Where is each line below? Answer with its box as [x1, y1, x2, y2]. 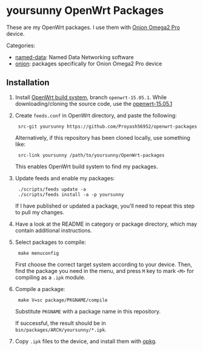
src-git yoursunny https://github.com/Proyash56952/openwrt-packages [18, 123, 198, 130]
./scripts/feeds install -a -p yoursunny [18, 191, 124, 197]
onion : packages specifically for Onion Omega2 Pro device [15, 60, 162, 67]
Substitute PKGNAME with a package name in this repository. [15, 307, 161, 315]
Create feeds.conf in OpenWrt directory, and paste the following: [15, 111, 177, 119]
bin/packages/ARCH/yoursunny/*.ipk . [15, 326, 107, 333]
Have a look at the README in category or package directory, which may [15, 220, 198, 228]
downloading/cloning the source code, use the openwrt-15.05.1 [15, 100, 173, 107]
